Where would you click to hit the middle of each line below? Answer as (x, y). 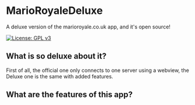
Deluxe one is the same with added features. (60, 76)
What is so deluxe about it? (56, 56)
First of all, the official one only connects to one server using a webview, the (98, 70)
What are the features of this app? (69, 95)
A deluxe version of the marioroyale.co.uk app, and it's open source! (88, 27)
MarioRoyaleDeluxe (55, 11)
